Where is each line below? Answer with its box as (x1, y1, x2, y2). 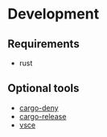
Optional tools (7, 81, 80, 95)
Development (7, 5, 100, 23)
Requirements (7, 37, 80, 51)
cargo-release (19, 111, 67, 121)
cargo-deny (19, 102, 59, 113)
